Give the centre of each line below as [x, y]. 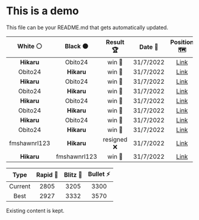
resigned [115, 139]
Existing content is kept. [36, 210]
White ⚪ [30, 46]
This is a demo [42, 11]
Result [115, 42]
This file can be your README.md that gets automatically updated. [87, 27]
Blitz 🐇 [73, 175]
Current [20, 186]
